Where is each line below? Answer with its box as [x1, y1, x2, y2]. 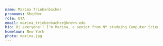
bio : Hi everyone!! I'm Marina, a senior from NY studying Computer [5, 25, 147, 30]
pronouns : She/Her [5, 11, 42, 16]
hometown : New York [5, 29, 45, 34]
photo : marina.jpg [5, 34, 42, 39]
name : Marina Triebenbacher [5, 7, 62, 12]
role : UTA [5, 16, 25, 21]
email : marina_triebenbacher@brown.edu [5, 20, 86, 25]
